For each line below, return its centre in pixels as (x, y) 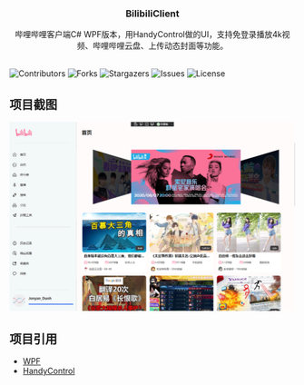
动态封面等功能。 (196, 46)
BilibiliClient (152, 14)
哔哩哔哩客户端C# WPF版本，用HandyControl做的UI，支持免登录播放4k (149, 35)
